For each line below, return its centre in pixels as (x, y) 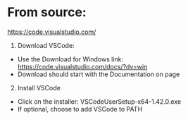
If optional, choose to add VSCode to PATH (80, 109)
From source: (47, 12)
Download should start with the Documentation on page (99, 74)
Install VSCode (39, 88)
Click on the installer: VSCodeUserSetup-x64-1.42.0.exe (99, 101)
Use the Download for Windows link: (70, 59)
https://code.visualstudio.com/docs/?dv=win (82, 66)
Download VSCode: (46, 45)
